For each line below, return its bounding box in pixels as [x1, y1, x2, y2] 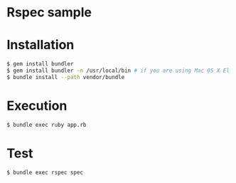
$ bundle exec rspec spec [6, 169, 83, 176]
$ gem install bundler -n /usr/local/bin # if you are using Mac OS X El [6, 67, 230, 74]
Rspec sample [6, 4, 92, 21]
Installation [6, 37, 75, 53]
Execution [6, 98, 68, 114]
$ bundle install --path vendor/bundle [6, 73, 125, 80]
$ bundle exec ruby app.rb [6, 121, 87, 128]
